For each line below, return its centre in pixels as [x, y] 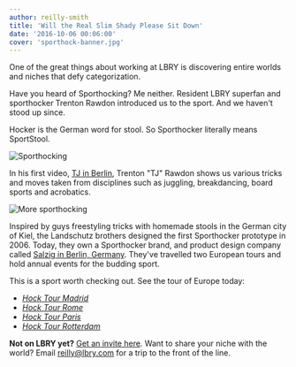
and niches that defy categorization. [75, 77]
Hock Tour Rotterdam [61, 326]
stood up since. [38, 112]
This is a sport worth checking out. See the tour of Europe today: [127, 281]
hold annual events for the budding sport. [85, 264]
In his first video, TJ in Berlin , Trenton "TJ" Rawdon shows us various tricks [146, 173]
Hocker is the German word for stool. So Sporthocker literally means [133, 130]
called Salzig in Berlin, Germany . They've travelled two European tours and [145, 255]
